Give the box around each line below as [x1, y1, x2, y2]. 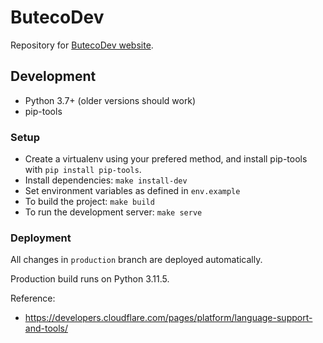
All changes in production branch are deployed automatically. [10, 254, 263, 266]
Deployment [10, 231, 72, 245]
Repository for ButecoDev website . [10, 39, 154, 51]
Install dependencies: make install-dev [24, 174, 188, 186]
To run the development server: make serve [24, 206, 203, 218]
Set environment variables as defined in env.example [24, 185, 241, 197]
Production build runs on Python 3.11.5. [10, 273, 170, 285]
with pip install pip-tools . [24, 164, 142, 176]
